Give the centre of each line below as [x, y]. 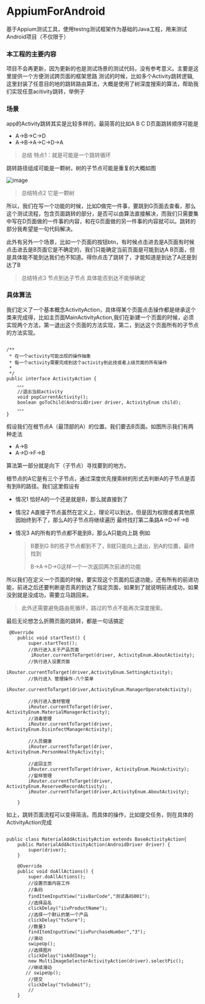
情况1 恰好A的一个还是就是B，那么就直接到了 [71, 499]
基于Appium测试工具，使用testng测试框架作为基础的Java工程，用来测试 [97, 29]
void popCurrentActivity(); [53, 397]
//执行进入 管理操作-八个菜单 [61, 679]
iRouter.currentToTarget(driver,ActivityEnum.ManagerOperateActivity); [99, 689]
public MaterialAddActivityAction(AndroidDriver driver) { [94, 844]
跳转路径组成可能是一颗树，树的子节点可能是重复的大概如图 [81, 168]
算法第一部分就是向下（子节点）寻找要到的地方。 [68, 465]
